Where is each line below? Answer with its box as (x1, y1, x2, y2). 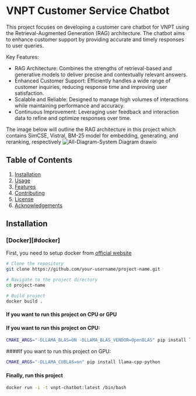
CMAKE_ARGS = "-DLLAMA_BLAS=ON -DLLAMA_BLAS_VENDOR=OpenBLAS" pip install (6, 338, 187, 343)
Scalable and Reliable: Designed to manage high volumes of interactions (14, 95, 188, 103)
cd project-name (6, 283, 45, 288)
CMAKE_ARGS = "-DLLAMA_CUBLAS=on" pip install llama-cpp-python (6, 359, 160, 365)
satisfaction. (14, 89, 44, 97)
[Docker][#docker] (6, 236, 60, 245)
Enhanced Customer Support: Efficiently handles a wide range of (14, 77, 171, 84)
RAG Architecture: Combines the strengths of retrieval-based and (14, 64, 172, 71)
